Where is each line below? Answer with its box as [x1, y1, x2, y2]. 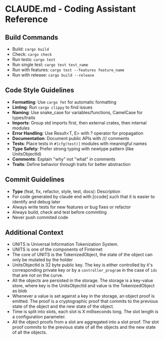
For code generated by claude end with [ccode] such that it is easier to [12, 194, 155, 200]
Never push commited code [12, 214, 68, 220]
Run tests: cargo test [12, 57, 56, 62]
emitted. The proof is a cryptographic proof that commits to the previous [12, 299, 158, 304]
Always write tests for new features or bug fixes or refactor [12, 204, 131, 210]
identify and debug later [12, 199, 61, 204]
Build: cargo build [12, 46, 49, 52]
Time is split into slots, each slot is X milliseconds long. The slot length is [12, 309, 159, 315]
